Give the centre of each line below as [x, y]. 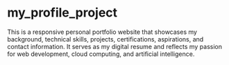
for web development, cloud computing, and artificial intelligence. [101, 54]
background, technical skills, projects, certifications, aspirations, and [105, 39]
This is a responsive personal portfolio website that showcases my [102, 32]
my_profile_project [62, 13]
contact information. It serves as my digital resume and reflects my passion [115, 46]
